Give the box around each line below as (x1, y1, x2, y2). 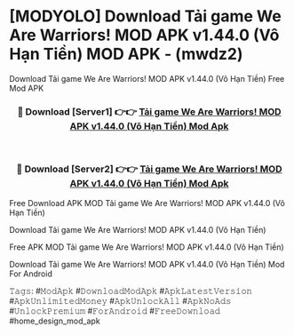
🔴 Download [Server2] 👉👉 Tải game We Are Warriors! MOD (16, 163, 282, 175)
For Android (9, 268, 53, 279)
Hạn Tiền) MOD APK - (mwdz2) (9, 44, 243, 64)
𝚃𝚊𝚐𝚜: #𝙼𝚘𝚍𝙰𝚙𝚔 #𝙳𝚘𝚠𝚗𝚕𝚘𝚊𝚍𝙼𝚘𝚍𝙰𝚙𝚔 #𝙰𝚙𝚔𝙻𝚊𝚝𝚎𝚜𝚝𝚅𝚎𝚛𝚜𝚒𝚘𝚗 (9, 285, 253, 296)
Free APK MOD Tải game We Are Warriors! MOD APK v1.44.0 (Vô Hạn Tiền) (9, 242, 284, 252)
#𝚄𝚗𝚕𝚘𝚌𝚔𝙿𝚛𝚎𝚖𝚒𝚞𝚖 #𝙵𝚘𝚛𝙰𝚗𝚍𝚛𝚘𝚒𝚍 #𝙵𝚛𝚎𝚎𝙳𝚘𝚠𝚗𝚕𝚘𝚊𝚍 (9, 305, 220, 316)
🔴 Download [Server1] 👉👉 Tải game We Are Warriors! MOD (17, 105, 282, 117)
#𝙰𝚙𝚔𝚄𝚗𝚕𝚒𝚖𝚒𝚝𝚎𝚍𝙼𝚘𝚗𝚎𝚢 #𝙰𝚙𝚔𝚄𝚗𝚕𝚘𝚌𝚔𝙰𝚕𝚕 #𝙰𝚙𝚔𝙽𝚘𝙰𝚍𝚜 (9, 295, 232, 306)
